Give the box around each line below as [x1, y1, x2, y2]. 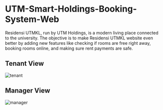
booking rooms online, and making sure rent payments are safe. [5, 45, 133, 51]
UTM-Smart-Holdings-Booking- [5, 3, 137, 15]
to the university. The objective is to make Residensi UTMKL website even [5, 35, 153, 41]
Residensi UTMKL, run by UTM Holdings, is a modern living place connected [5, 30, 159, 36]
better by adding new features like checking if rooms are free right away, [5, 40, 151, 46]
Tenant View [5, 59, 44, 68]
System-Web [5, 14, 59, 25]
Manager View [5, 87, 50, 95]
